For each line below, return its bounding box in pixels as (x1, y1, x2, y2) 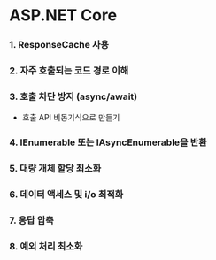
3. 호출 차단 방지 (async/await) (9, 90, 138, 103)
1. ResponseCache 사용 (9, 39, 109, 51)
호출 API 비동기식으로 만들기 (21, 112, 120, 123)
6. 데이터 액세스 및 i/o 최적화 (9, 188, 124, 201)
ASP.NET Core (9, 5, 118, 26)
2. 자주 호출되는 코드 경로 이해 (9, 65, 129, 77)
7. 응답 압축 (9, 214, 55, 226)
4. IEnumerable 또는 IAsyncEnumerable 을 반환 (9, 136, 208, 149)
